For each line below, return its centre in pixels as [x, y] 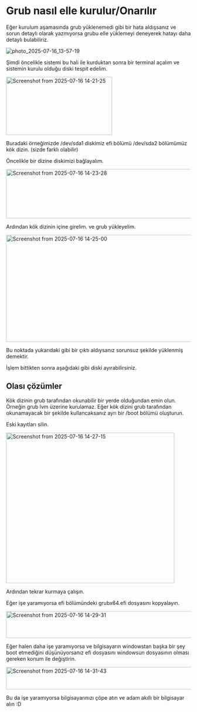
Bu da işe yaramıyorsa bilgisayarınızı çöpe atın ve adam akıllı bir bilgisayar [95, 697]
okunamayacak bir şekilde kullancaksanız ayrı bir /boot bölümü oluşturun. [95, 413]
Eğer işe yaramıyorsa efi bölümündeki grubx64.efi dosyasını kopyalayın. [93, 603]
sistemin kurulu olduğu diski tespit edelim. [57, 68]
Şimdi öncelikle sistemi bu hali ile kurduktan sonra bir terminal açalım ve [93, 62]
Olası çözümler [34, 386]
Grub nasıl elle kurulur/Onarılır [81, 11]
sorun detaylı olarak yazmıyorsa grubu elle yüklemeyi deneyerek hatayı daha [98, 33]
